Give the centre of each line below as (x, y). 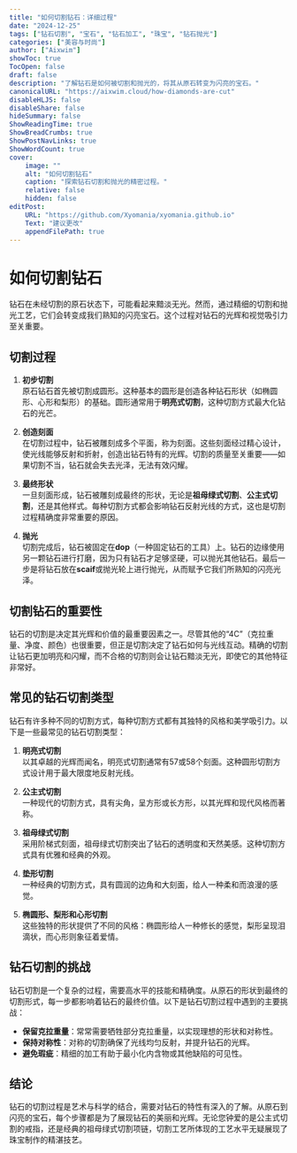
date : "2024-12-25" (45, 26)
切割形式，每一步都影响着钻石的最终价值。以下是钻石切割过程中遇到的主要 (145, 1001)
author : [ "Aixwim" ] (45, 50)
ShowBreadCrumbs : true (51, 133)
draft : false (33, 75)
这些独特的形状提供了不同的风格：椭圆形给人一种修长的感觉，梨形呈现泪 (153, 925)
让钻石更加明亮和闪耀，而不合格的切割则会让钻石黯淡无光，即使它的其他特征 (148, 655)
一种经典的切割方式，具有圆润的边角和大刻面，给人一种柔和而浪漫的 (146, 884)
